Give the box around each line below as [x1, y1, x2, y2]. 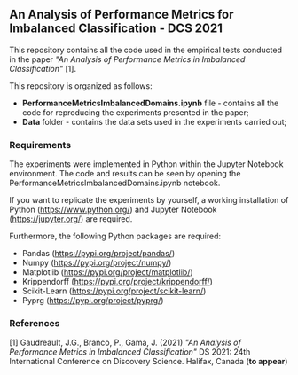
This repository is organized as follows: [9, 80, 153, 91]
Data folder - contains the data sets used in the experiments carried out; [21, 116, 287, 127]
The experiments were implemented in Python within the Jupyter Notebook [9, 159, 284, 169]
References [9, 317, 60, 330]
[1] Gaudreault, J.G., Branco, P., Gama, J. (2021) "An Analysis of [9, 337, 241, 348]
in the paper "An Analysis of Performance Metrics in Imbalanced [9, 53, 246, 65]
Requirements [9, 138, 72, 151]
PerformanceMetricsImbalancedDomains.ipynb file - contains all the [21, 98, 279, 108]
